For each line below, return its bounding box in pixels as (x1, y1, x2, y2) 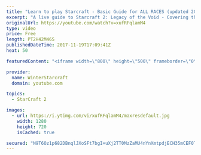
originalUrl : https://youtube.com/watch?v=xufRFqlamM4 (6, 20, 146, 26)
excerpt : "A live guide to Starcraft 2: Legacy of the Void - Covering (6, 14, 188, 20)
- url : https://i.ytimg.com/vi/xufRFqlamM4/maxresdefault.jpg (11, 113, 170, 119)
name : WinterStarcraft (11, 75, 68, 80)
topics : (6, 91, 26, 97)
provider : (6, 69, 31, 75)
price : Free (6, 31, 36, 37)
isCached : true (17, 129, 55, 135)
